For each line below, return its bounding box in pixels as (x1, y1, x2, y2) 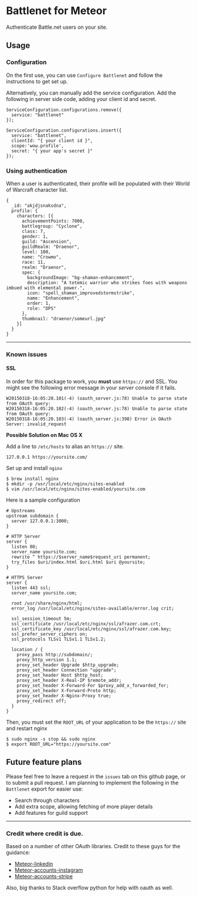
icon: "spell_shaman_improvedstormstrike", (27, 290, 135, 296)
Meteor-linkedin (14, 861, 53, 868)
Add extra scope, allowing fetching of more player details (14, 803, 154, 810)
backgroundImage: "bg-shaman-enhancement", (27, 274, 135, 280)
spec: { (21, 269, 41, 276)
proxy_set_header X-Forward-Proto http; (16, 688, 117, 694)
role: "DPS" (27, 305, 57, 311)
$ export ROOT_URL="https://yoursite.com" (6, 741, 111, 747)
